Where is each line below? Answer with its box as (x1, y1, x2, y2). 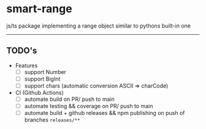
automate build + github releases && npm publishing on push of (24, 109, 185, 117)
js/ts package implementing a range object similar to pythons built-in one (6, 22, 191, 29)
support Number (24, 68, 66, 75)
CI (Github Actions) (15, 89, 64, 96)
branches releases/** (24, 116, 81, 123)
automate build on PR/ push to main (24, 95, 115, 103)
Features (15, 62, 38, 69)
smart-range (6, 2, 72, 16)
